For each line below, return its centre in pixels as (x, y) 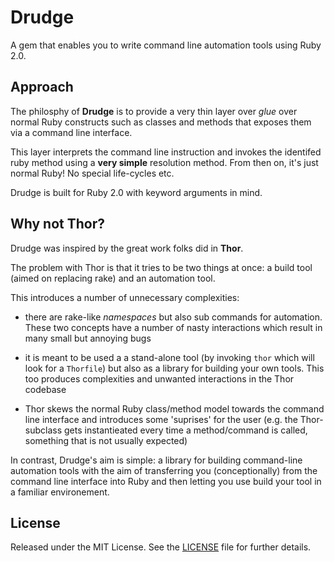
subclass (43, 430)
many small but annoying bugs (88, 338)
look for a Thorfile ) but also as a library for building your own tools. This (174, 368)
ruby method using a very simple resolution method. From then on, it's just (164, 162)
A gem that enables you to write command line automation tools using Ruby (166, 45)
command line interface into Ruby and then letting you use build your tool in (166, 481)
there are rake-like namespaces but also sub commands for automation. (173, 317)
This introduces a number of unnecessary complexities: (125, 297)
